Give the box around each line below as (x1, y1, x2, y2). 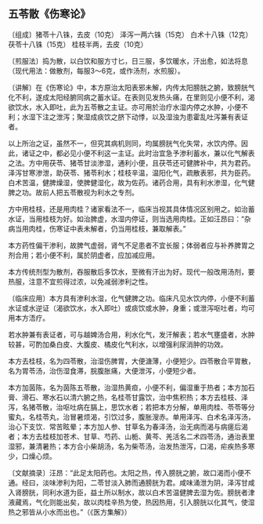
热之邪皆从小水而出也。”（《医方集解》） (8, 507, 131, 516)
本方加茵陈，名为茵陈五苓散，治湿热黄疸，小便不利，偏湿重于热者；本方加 (8, 383, 248, 392)
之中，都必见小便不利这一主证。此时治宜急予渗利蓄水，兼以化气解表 (34, 148, 255, 158)
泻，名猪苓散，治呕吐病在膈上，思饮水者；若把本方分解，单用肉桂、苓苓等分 (8, 402, 255, 412)
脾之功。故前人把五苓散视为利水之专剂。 (8, 187, 139, 197)
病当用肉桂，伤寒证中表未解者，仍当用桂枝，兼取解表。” (8, 224, 186, 233)
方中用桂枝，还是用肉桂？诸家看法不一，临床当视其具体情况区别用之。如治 (8, 204, 248, 213)
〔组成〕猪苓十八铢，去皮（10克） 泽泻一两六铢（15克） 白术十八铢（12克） (8, 30, 253, 39)
